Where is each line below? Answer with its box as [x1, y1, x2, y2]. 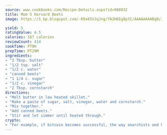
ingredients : [5, 53, 32, 58]
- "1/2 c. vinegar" [5, 81, 46, 86]
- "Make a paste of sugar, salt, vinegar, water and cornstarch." [5, 99, 146, 104]
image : [5, 16, 19, 21]
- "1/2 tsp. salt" [5, 63, 43, 67]
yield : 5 [5, 25, 23, 30]
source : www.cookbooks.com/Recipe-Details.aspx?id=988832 [5, 7, 128, 12]
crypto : [5, 118, 21, 123]
